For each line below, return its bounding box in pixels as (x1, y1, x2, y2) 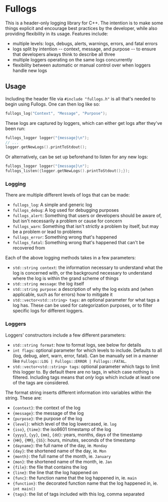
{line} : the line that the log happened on (12, 469, 98, 475)
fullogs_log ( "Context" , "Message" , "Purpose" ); (5, 111, 108, 116)
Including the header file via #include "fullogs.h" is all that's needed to (5, 95, 156, 102)
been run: (5, 125, 25, 131)
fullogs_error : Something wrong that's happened (12, 234, 117, 240)
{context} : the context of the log (12, 405, 81, 411)
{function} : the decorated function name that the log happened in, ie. (12, 480, 158, 486)
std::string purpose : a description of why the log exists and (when (12, 286, 153, 292)
